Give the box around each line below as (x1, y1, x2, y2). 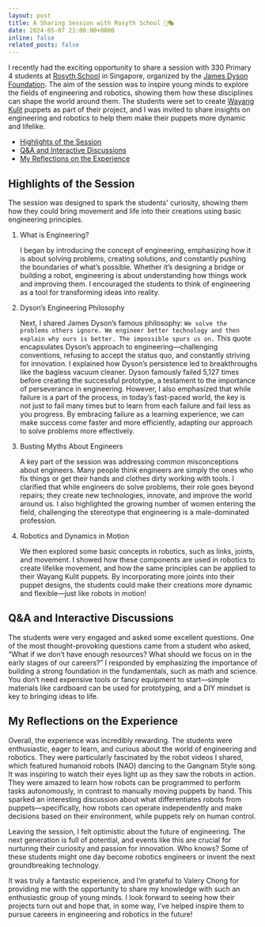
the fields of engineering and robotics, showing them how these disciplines (8, 88, 253, 97)
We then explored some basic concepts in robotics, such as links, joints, (19, 546, 256, 555)
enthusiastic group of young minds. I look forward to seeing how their (8, 892, 235, 902)
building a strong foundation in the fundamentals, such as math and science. (8, 666, 258, 676)
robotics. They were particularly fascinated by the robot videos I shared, (8, 752, 244, 761)
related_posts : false (8, 41, 80, 49)
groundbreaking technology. (8, 860, 100, 870)
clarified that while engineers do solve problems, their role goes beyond (19, 482, 255, 491)
